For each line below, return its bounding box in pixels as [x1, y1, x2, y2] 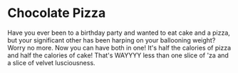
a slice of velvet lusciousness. [7, 58, 95, 67]
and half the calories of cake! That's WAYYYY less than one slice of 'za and [7, 51, 229, 60]
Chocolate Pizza [7, 5, 106, 21]
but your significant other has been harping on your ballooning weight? [7, 35, 216, 44]
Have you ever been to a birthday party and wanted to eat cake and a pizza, [7, 28, 230, 37]
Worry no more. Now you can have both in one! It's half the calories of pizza [7, 43, 232, 52]
